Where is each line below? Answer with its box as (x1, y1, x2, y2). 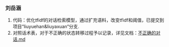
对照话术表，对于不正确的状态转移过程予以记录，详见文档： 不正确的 (12, 30, 156, 36)
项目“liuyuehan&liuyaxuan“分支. (12, 24, 80, 30)
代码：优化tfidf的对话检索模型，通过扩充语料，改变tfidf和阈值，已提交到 (12, 17, 164, 24)
